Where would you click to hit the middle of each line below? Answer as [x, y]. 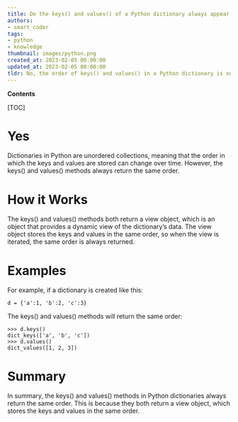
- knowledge [25, 47]
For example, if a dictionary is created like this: [75, 290]
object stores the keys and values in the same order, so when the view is [113, 234]
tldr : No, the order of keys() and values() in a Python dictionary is [115, 73]
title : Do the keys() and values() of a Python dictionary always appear [119, 14]
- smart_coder [28, 27]
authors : [20, 21]
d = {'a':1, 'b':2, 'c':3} [47, 303]
